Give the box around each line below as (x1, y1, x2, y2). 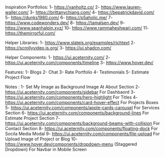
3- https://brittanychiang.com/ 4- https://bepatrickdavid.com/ (29, 9, 155, 15)
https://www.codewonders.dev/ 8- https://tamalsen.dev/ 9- (5, 20, 125, 26)
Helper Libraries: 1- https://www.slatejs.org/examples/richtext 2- (5, 40, 136, 46)
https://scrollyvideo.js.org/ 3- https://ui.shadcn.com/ (5, 45, 111, 51)
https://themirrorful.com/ (5, 30, 55, 36)
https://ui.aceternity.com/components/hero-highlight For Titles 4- (5, 94, 138, 100)
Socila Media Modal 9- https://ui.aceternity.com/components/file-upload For (5, 131, 160, 136)
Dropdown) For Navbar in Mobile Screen (5, 147, 87, 152)
